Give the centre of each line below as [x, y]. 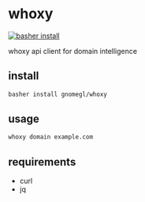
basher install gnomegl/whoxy [58, 94]
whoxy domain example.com [50, 137]
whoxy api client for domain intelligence [73, 51]
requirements [42, 162]
